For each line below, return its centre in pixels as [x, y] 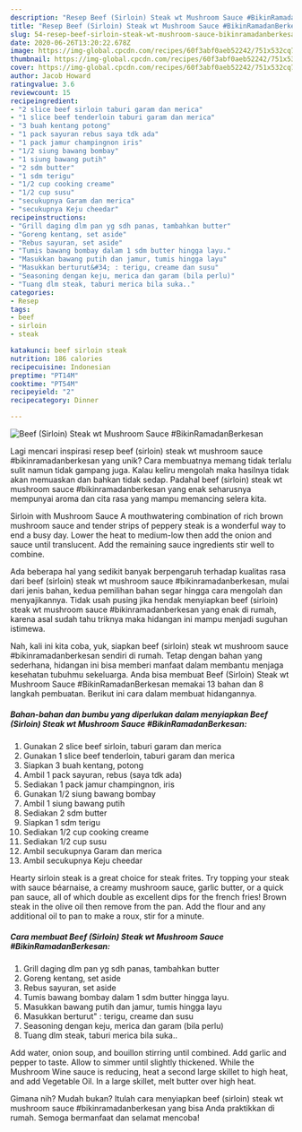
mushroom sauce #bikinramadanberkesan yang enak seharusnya [131, 489]
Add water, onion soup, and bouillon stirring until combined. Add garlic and [148, 1052]
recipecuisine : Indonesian [60, 367]
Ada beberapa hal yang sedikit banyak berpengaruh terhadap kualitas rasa [148, 571]
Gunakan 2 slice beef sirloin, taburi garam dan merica [122, 746]
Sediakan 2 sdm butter [65, 813]
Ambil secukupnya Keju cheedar [82, 860]
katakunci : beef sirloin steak [69, 350]
